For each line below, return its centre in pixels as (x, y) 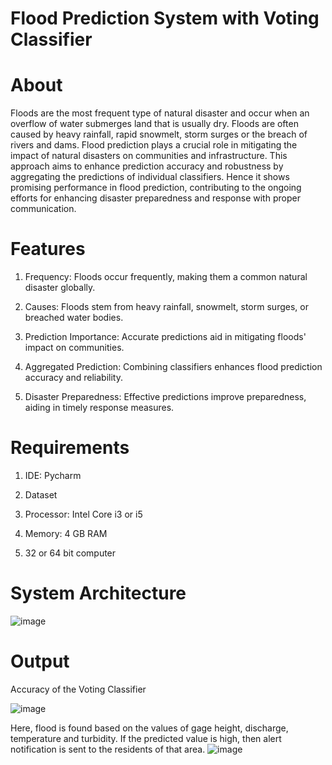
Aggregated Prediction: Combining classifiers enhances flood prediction (173, 367)
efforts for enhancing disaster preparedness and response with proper (155, 198)
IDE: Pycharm (53, 475)
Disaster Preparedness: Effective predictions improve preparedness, (165, 397)
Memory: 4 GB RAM (66, 533)
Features (48, 249)
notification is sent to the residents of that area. (108, 749)
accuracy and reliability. (73, 378)
